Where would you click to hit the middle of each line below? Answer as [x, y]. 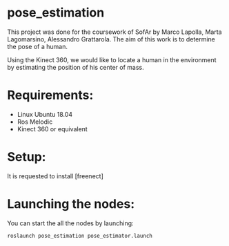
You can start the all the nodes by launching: [70, 223]
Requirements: [50, 95]
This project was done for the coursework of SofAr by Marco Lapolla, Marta [114, 32]
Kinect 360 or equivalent [52, 129]
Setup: [27, 157]
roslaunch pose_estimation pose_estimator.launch [80, 236]
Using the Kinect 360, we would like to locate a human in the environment [112, 59]
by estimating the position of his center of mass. [76, 67]
